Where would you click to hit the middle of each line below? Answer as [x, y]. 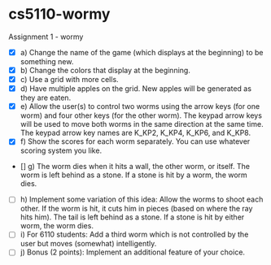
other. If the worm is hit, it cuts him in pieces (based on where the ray [136, 209]
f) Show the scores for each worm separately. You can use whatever [135, 141]
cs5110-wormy [59, 14]
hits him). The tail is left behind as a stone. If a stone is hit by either [132, 217]
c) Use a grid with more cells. [70, 80]
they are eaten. [46, 98]
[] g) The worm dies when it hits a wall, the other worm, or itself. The [135, 167]
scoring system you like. [61, 150]
